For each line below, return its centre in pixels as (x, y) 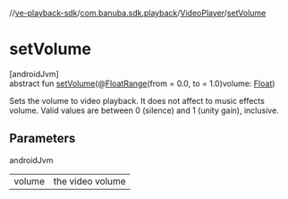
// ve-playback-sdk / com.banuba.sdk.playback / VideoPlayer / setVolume (138, 13)
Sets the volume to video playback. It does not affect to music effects (137, 100)
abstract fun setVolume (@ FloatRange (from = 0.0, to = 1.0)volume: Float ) (142, 83)
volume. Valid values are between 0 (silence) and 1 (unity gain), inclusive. (144, 110)
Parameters (42, 138)
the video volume (90, 181)
